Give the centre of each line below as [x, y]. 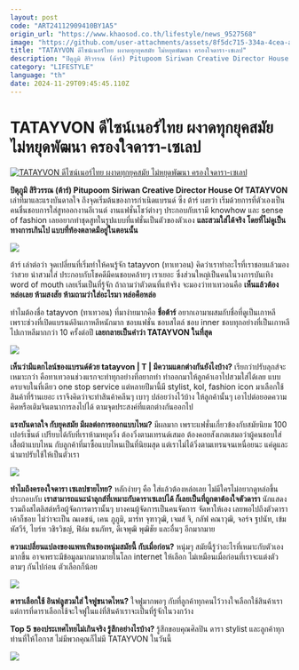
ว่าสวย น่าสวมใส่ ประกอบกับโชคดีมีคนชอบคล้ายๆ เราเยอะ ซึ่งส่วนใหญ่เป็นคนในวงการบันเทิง [142, 274]
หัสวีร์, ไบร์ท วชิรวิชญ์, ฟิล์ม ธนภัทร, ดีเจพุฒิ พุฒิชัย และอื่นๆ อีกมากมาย [113, 529]
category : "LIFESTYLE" [52, 68]
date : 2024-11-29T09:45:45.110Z [70, 84]
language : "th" [38, 76]
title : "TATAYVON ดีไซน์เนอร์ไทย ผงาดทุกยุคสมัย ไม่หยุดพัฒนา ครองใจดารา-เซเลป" [129, 51]
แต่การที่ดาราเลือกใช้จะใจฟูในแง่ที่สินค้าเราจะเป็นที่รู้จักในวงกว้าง [102, 610]
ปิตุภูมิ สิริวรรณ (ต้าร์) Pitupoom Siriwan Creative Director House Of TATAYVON [149, 190]
